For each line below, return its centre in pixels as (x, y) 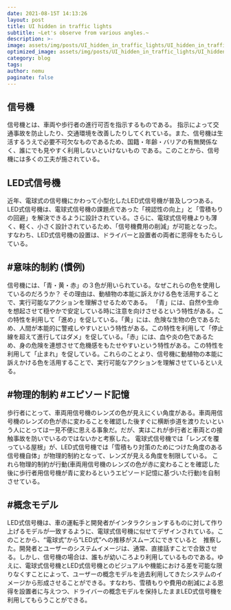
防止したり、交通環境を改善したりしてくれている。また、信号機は (124, 133)
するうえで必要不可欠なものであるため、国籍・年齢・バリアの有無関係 (112, 142)
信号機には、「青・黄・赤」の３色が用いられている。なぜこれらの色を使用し (114, 285)
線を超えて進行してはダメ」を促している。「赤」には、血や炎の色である (108, 337)
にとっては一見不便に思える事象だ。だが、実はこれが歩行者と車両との (118, 429)
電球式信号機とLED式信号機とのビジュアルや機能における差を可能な (121, 566)
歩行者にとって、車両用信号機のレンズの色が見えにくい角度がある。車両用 (112, 412)
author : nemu (26, 71)
